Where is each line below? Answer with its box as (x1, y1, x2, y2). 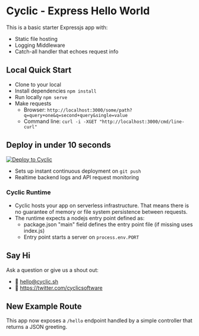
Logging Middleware (14, 42, 65, 49)
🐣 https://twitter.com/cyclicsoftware (14, 284, 103, 291)
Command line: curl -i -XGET (23, 118, 97, 125)
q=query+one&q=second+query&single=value (23, 112, 128, 118)
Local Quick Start (6, 65, 72, 75)
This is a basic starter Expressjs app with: (6, 24, 108, 31)
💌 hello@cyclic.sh (14, 278, 58, 285)
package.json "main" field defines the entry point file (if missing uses (23, 221, 193, 228)
